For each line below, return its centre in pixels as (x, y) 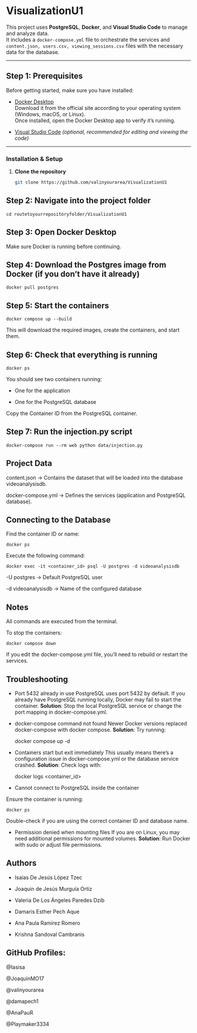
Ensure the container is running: (45, 799)
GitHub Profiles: (36, 953)
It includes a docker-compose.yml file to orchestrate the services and (88, 39)
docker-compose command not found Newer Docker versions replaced (101, 724)
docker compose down (31, 644)
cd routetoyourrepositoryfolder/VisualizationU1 (67, 214)
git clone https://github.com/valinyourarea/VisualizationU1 (91, 183)
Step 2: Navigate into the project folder (79, 201)
